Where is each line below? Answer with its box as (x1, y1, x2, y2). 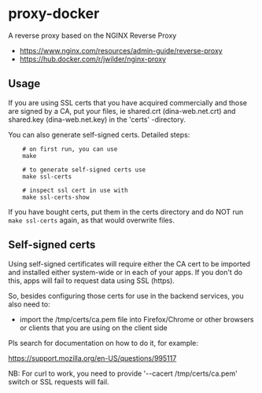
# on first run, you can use (22, 145, 118, 153)
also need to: (8, 299, 50, 309)
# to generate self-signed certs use (22, 166, 146, 174)
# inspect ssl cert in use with (22, 186, 128, 194)
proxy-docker (8, 5, 100, 23)
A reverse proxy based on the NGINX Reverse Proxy (8, 31, 177, 40)
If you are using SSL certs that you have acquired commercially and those (8, 97, 248, 107)
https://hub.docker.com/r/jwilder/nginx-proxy (19, 54, 167, 64)
